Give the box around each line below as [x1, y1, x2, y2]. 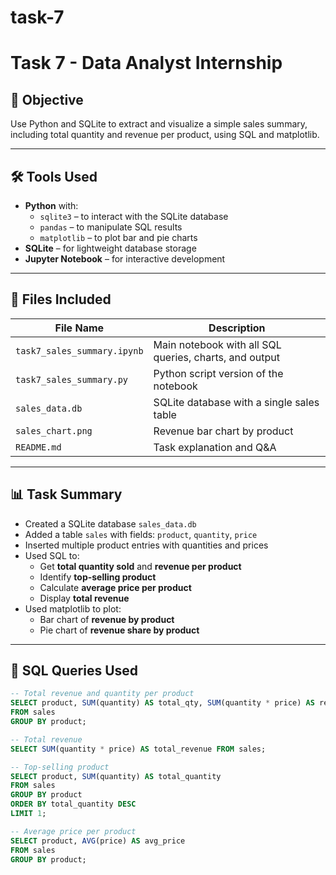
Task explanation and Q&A [153, 440, 277, 454]
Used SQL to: [24, 549, 80, 561]
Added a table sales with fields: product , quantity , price [24, 528, 258, 540]
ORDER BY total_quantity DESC [10, 799, 137, 810]
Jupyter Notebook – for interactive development [24, 253, 226, 265]
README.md [15, 441, 62, 453]
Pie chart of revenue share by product [39, 624, 200, 636]
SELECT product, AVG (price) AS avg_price [10, 836, 186, 846]
